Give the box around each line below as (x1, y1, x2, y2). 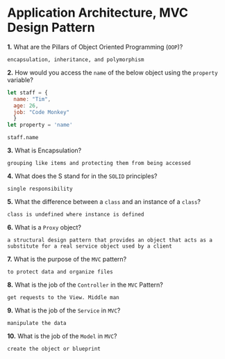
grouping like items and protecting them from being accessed (7, 160, 191, 167)
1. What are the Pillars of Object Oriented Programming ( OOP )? (7, 42, 183, 51)
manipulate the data (7, 320, 67, 327)
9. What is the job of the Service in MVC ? (7, 306, 121, 314)
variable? (7, 75, 33, 84)
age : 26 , (13, 102, 39, 109)
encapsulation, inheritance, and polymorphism (7, 56, 144, 63)
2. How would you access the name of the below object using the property (7, 68, 218, 77)
